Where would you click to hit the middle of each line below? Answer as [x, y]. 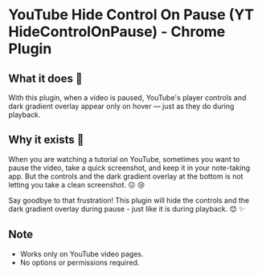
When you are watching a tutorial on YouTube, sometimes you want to [124, 159]
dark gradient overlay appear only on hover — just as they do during [121, 106]
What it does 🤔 [45, 78]
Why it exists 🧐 [46, 140]
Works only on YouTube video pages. [82, 253]
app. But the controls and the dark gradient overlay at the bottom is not [126, 176]
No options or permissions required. [80, 262]
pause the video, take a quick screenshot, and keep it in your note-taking [129, 168]
